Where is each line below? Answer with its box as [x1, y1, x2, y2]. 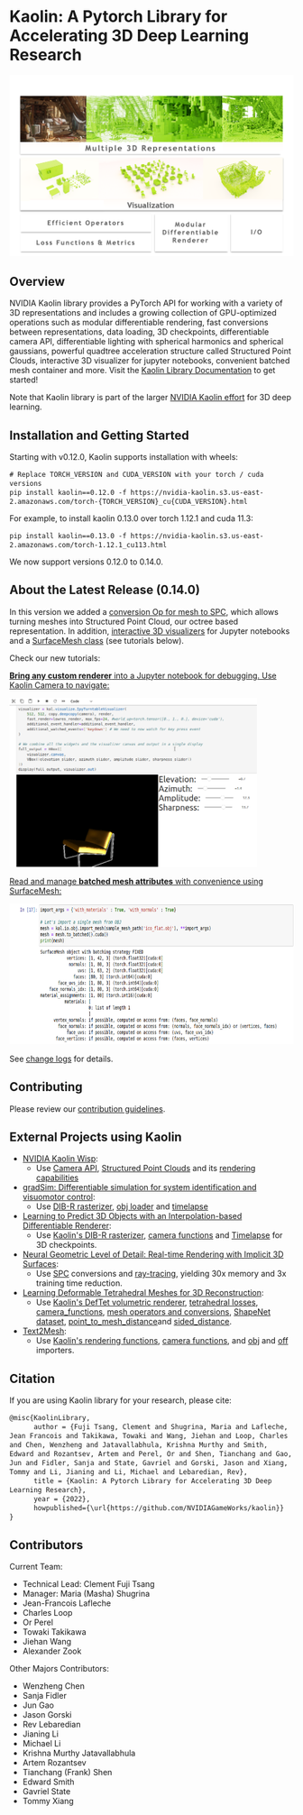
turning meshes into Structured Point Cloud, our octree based [9, 616, 239, 627]
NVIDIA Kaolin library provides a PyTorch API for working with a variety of [9, 298, 283, 308]
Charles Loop [22, 1608, 73, 1618]
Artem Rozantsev [22, 1757, 87, 1768]
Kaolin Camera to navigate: [9, 679, 110, 691]
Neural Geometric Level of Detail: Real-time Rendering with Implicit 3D [22, 1249, 284, 1260]
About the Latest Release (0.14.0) [9, 582, 200, 598]
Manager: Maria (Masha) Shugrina [22, 1589, 151, 1600]
